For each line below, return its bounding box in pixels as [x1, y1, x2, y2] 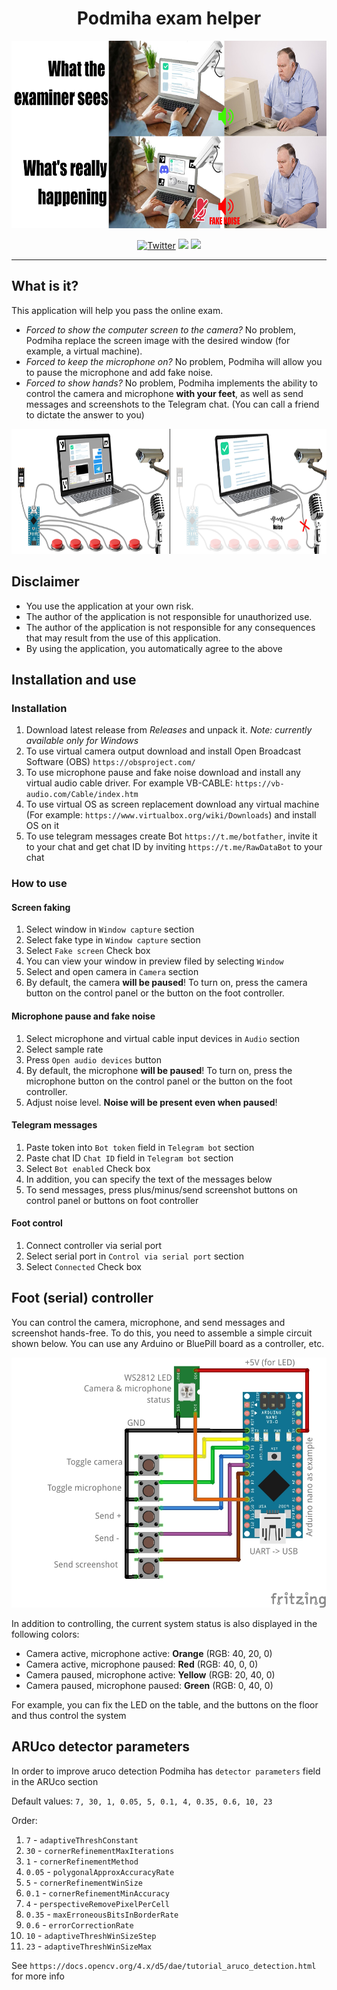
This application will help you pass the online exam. [11, 304, 224, 316]
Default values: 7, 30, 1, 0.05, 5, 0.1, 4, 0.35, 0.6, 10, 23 [11, 1795, 273, 1807]
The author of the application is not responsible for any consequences [25, 621, 316, 633]
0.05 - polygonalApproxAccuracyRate [25, 1865, 175, 1877]
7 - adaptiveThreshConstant [25, 1833, 139, 1846]
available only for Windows [25, 735, 139, 747]
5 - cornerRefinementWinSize [25, 1876, 143, 1888]
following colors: [11, 1628, 80, 1640]
